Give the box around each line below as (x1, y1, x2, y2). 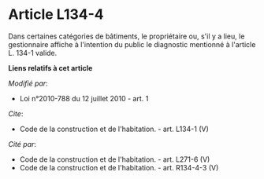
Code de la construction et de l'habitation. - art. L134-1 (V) (19, 124, 209, 133)
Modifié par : (8, 79, 49, 88)
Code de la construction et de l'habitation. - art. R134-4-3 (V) (19, 163, 219, 172)
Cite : (8, 108, 24, 119)
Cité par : (8, 139, 37, 148)
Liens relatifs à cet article (8, 63, 93, 72)
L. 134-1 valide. (8, 48, 58, 57)
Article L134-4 (8, 5, 104, 24)
